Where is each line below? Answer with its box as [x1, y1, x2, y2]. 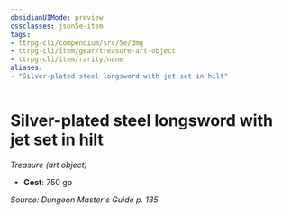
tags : [10, 30, 31, 39]
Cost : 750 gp [23, 176, 73, 187]
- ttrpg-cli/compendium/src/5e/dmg [10, 38, 144, 48]
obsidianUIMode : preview [10, 13, 104, 22]
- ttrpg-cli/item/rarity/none [10, 55, 124, 64]
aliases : [10, 64, 43, 73]
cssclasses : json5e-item [10, 22, 104, 31]
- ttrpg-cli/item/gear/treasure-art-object [10, 47, 177, 56]
